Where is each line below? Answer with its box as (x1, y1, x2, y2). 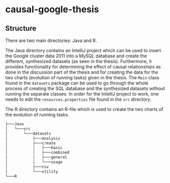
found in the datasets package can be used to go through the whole (5, 80, 149, 86)
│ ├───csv (5, 164, 50, 169)
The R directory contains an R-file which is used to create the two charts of (5, 106, 163, 112)
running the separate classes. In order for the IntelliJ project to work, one (5, 91, 159, 97)
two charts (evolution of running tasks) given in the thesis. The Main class (5, 75, 160, 80)
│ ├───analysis (5, 135, 60, 141)
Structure (5, 24, 37, 33)
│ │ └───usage (5, 159, 63, 165)
